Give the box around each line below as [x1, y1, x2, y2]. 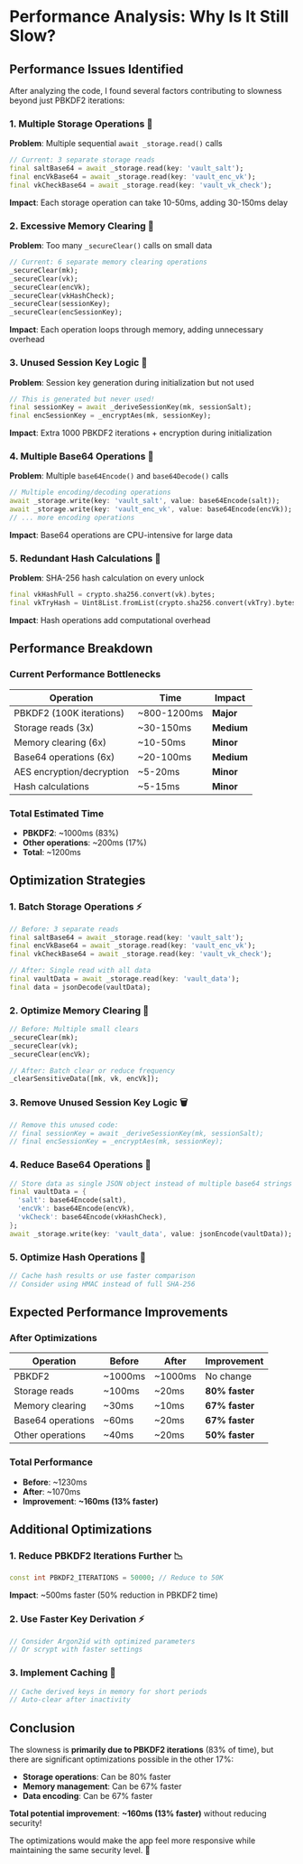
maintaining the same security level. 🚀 [9, 1845, 151, 1856]
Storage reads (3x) [14, 721, 95, 733]
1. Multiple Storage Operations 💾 [9, 117, 153, 130]
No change [205, 1370, 252, 1383]
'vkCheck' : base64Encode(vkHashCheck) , [17, 1213, 168, 1222]
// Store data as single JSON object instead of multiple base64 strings [9, 1179, 293, 1188]
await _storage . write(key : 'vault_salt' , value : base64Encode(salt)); [9, 497, 280, 506]
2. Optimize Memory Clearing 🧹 [9, 1004, 150, 1017]
